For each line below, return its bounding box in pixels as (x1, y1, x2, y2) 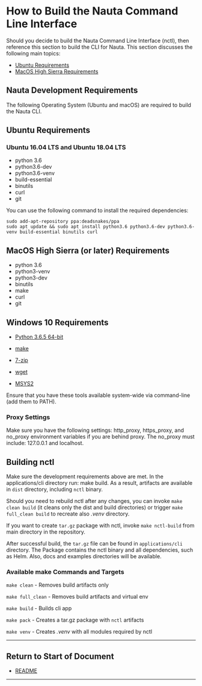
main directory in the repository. (6, 528, 86, 535)
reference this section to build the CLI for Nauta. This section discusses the (6, 43, 193, 51)
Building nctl (6, 457, 55, 467)
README (14, 667, 38, 675)
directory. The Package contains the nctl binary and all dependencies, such (6, 546, 194, 553)
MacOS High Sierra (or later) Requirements (6, 245, 170, 255)
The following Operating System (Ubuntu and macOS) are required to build (6, 101, 191, 108)
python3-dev (14, 274, 48, 281)
